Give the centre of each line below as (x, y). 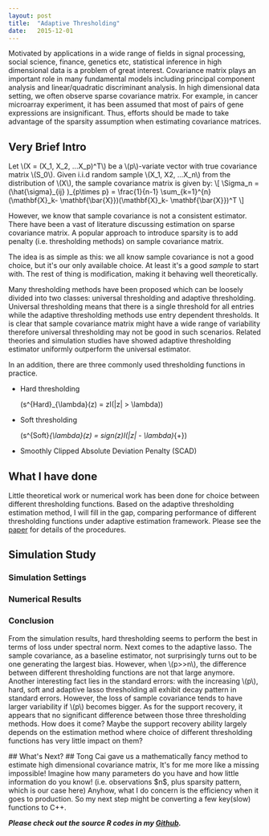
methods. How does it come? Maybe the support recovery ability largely (128, 724)
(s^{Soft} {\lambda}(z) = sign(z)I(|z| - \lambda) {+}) (103, 436)
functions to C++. (37, 807)
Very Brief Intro (47, 146)
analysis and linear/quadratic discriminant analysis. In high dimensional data (134, 87)
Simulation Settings (47, 578)
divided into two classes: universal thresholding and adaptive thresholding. (132, 298)
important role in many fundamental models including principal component (132, 79)
